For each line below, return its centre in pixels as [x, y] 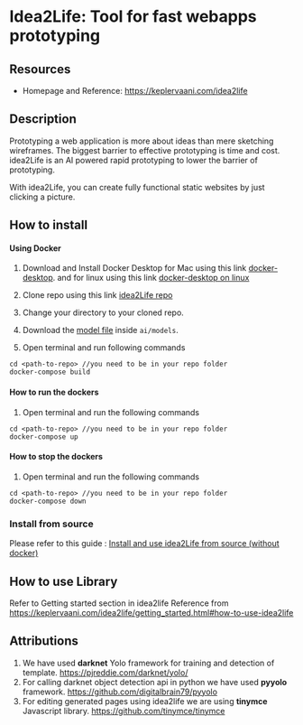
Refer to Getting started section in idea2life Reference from [119, 603]
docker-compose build [50, 372]
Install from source [51, 524]
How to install [49, 225]
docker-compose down [48, 501]
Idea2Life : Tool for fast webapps [133, 17]
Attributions [44, 641]
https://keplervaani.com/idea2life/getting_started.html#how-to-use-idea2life [151, 612]
